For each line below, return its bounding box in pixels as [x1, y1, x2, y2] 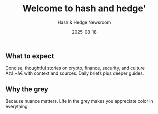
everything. [5, 103, 29, 110]
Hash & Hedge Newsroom [57, 19, 111, 25]
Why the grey [5, 85, 49, 93]
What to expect [5, 52, 54, 60]
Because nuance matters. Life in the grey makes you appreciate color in [5, 98, 154, 104]
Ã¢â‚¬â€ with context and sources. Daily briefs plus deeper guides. [5, 70, 144, 76]
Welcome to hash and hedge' [22, 3, 146, 14]
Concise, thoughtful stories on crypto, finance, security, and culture [5, 65, 145, 71]
